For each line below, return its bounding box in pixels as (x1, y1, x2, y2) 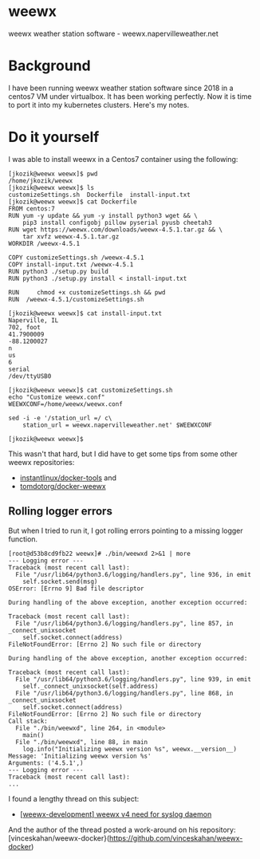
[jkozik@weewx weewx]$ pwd (8, 170, 98, 178)
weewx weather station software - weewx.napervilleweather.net (8, 29, 219, 38)
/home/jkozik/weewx (8, 176, 73, 185)
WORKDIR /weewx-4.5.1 (8, 239, 81, 247)
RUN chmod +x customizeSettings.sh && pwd (8, 288, 166, 297)
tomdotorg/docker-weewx (19, 481, 106, 491)
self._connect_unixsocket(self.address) (22, 682, 159, 690)
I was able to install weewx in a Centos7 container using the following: (8, 154, 238, 164)
